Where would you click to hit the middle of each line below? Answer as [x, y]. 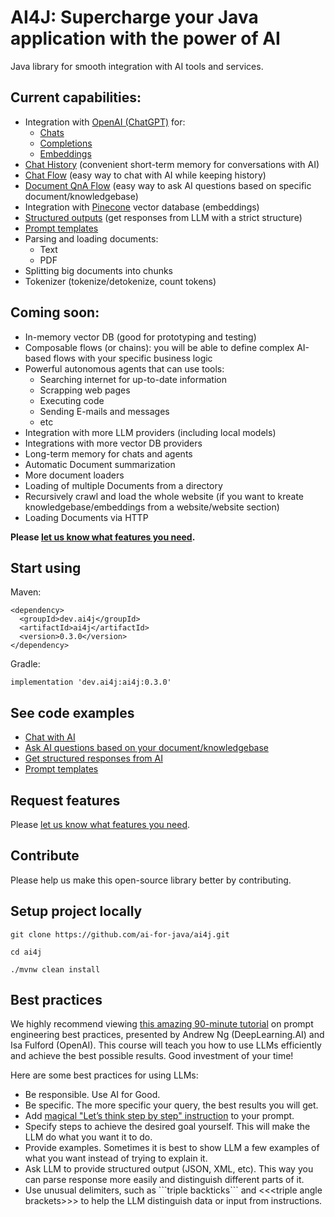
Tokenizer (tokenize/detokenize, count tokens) [120, 281]
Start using [46, 567]
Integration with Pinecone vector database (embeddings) [142, 207]
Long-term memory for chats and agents [108, 453]
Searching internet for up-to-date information [133, 379]
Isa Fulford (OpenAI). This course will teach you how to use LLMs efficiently [166, 1045]
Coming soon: [55, 312]
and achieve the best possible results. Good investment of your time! [152, 1056]
